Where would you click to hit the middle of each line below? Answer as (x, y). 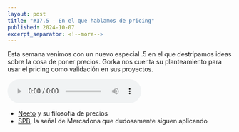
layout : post (27, 14)
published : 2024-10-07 (41, 27)
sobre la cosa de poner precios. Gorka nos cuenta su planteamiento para (115, 62)
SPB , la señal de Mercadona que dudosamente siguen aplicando (113, 121)
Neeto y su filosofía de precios (63, 113)
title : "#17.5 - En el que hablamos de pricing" (81, 21)
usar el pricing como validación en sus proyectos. (80, 69)
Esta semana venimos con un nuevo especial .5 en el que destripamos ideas (119, 54)
